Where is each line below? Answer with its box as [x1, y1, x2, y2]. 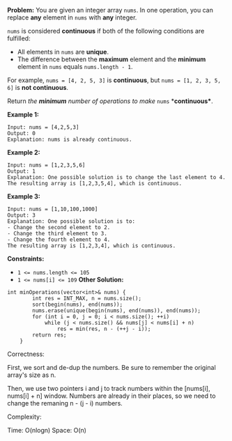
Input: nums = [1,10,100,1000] [7, 206, 98, 212]
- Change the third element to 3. [7, 230, 108, 237]
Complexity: [7, 412, 42, 421]
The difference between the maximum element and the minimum [17, 55, 206, 63]
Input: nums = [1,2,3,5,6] [7, 162, 86, 169]
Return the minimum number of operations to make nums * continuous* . [7, 97, 214, 105]
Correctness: [7, 350, 45, 358]
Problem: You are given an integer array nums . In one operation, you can [7, 6, 214, 14]
